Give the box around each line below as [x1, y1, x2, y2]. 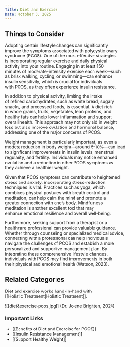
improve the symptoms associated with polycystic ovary [5, 48, 118, 54]
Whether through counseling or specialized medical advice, [5, 230, 125, 236]
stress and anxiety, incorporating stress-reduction [5, 180, 106, 185]
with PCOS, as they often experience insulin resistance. [5, 84, 116, 90]
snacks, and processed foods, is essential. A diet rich [5, 104, 112, 110]
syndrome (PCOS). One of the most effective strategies [5, 53, 116, 59]
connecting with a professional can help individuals [5, 236, 108, 241]
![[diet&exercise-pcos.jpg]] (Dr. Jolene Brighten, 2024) [5, 303, 115, 309]
